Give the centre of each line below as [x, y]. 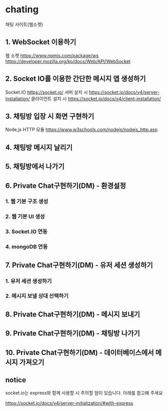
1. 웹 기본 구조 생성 [27, 202]
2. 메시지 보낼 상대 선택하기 [37, 296]
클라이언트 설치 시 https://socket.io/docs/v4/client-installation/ [96, 98]
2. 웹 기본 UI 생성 [25, 217]
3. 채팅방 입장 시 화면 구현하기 [50, 116]
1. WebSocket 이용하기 [41, 42]
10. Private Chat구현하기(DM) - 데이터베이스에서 [80, 353]
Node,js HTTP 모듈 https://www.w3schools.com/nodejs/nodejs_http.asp [81, 130]
